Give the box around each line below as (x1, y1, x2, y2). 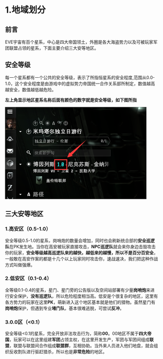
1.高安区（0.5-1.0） (5, 225, 51, 232)
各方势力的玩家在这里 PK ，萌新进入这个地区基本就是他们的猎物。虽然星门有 (5, 299, 156, 305)
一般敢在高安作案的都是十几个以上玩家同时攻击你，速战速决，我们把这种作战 (5, 256, 158, 261)
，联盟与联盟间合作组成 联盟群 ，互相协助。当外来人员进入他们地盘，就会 (9, 343, 154, 349)
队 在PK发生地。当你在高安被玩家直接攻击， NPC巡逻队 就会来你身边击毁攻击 (5, 243, 156, 249)
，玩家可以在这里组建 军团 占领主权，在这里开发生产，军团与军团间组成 (9, 337, 149, 342)
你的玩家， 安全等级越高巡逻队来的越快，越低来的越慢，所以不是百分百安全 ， (5, 250, 158, 256)
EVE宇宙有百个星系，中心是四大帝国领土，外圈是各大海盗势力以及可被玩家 (5, 39, 154, 45)
